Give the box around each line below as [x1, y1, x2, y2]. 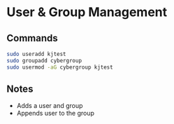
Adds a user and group [16, 102, 83, 110]
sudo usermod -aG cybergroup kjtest [6, 64, 113, 71]
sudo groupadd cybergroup [6, 57, 82, 64]
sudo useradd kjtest [6, 50, 67, 57]
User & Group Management [6, 4, 168, 20]
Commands [6, 32, 59, 44]
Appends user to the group [16, 109, 95, 118]
